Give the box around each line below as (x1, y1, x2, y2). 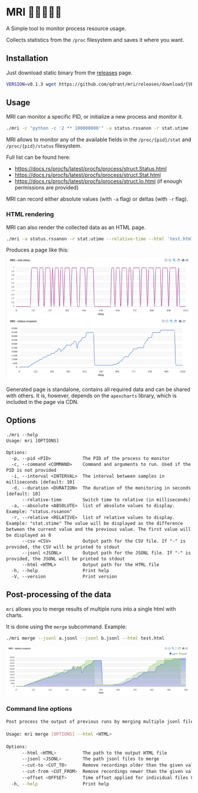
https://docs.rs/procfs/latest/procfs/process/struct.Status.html (14, 165, 167, 172)
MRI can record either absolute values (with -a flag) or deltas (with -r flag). (6, 195, 189, 203)
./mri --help (6, 432, 38, 438)
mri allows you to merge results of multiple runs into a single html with (6, 605, 176, 612)
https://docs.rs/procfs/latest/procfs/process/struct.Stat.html (14, 171, 161, 179)
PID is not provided (6, 467, 57, 473)
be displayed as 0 (6, 532, 51, 538)
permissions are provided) (14, 184, 79, 191)
